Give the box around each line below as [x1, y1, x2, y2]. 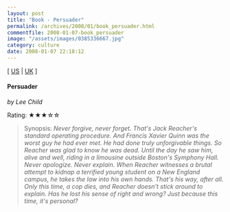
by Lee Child [7, 98, 43, 106]
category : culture [7, 42, 60, 49]
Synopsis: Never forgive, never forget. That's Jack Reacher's [23, 124, 198, 133]
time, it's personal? [23, 197, 78, 205]
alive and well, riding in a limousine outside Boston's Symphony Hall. [23, 153, 219, 161]
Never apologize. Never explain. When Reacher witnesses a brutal [23, 161, 213, 169]
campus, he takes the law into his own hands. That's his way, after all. [23, 175, 224, 183]
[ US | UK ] [7, 66, 38, 75]
